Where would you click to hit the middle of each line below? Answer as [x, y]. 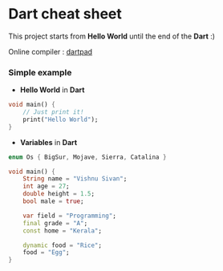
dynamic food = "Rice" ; [63, 245]
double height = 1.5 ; [59, 194]
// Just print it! [53, 112]
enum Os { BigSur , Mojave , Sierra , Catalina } [87, 157]
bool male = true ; [53, 201]
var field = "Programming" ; [69, 216]
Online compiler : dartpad [51, 51]
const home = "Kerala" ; [63, 231]
